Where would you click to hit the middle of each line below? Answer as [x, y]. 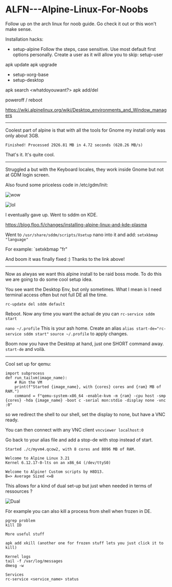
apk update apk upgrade [31, 64]
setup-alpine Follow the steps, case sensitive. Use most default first [84, 49]
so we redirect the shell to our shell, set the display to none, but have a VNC [85, 414]
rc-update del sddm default [35, 304]
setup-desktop [28, 80]
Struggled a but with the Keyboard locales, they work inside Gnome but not [84, 169]
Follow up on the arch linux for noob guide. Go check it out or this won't [81, 24]
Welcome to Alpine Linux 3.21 [38, 458]
